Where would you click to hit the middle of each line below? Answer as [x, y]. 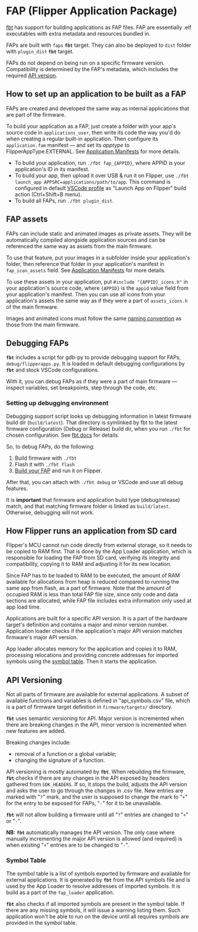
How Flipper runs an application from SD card [92, 531]
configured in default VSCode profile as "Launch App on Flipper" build [100, 188]
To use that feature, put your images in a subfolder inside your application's [98, 257]
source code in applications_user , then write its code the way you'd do [93, 132]
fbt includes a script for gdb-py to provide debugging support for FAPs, [94, 357]
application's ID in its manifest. [52, 169]
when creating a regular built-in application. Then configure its [82, 139]
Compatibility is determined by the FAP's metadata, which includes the [92, 69]
